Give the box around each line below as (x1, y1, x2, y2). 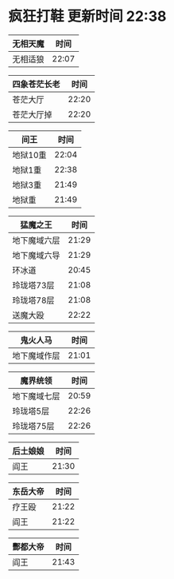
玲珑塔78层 (12, 295, 55, 306)
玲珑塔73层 (12, 280, 55, 291)
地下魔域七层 (12, 391, 61, 402)
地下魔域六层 (12, 235, 61, 246)
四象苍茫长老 (12, 78, 61, 89)
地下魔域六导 (12, 249, 61, 260)
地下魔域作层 (12, 350, 61, 361)
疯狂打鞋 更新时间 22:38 (8, 7, 167, 26)
